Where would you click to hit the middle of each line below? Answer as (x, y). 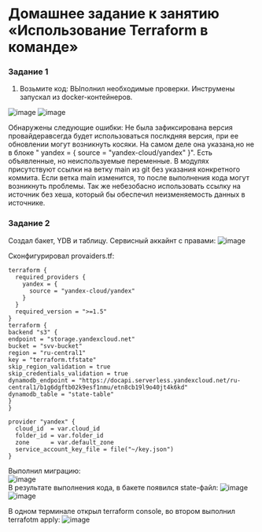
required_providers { (51, 277)
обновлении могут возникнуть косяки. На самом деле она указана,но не (131, 144)
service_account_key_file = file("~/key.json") (95, 449)
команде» (43, 47)
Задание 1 (28, 72)
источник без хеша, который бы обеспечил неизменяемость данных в (127, 194)
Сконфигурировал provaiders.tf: (61, 256)
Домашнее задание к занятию (114, 14)
